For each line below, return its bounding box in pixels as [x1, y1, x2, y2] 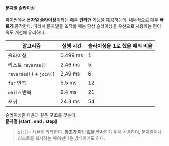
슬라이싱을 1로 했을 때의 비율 [88, 43, 153, 50]
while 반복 [8, 89, 32, 96]
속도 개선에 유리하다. [5, 29, 46, 35]
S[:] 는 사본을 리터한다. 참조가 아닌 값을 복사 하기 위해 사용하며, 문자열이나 [17, 129, 162, 135]
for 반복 [8, 80, 27, 87]
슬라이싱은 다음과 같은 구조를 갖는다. [5, 112, 77, 118]
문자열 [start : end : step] [5, 118, 57, 124]
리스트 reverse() [8, 62, 47, 69]
